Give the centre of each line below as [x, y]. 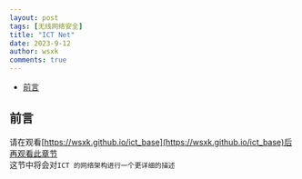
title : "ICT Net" [42, 35]
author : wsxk [34, 52]
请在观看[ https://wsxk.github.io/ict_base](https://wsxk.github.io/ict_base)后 [151, 142]
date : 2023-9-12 [40, 43]
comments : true [38, 60]
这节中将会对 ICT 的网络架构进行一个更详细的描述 [92, 164]
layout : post [34, 18]
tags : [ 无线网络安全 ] [46, 26]
